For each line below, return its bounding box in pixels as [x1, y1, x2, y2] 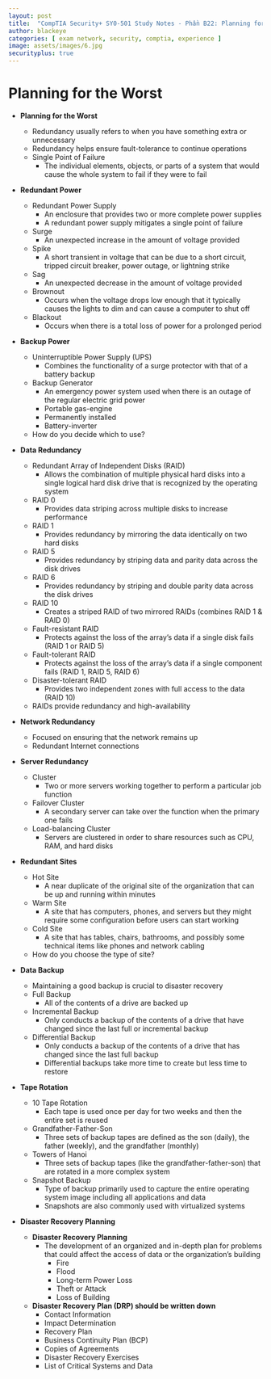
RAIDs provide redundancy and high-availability [31, 700, 191, 711]
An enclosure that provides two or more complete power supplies [44, 209, 262, 219]
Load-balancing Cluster [31, 823, 111, 833]
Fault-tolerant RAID [31, 650, 96, 659]
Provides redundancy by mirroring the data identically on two [44, 529, 248, 539]
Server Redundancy [19, 756, 89, 766]
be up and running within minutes [44, 889, 156, 899]
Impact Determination [44, 1318, 117, 1327]
